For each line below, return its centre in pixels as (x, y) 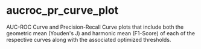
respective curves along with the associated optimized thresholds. (89, 39)
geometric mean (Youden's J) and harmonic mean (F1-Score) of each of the (101, 33)
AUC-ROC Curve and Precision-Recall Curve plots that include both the (95, 27)
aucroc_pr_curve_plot (62, 10)
